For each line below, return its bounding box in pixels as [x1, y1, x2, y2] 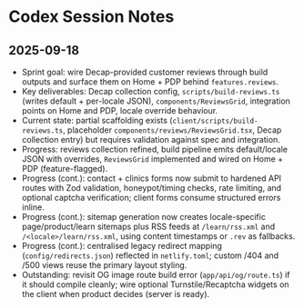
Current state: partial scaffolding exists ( [21, 115, 173, 125]
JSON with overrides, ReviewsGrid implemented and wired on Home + [21, 154, 284, 164]
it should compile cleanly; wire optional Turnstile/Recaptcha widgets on [21, 279, 289, 290]
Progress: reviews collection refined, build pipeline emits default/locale [21, 144, 289, 154]
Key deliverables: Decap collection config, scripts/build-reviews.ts [21, 86, 280, 96]
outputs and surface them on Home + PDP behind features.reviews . [21, 76, 279, 87]
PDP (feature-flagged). [21, 164, 108, 174]
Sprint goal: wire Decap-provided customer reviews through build [21, 66, 269, 77]
